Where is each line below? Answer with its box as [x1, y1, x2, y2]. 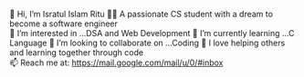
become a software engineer [9, 18, 119, 29]
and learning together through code [9, 47, 144, 58]
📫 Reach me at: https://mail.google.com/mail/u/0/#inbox [9, 57, 224, 68]
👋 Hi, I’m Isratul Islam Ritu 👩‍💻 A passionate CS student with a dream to [9, 9, 274, 19]
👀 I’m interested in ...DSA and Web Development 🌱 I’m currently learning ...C [9, 28, 295, 38]
